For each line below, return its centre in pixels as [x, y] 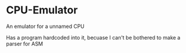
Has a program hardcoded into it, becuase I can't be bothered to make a [93, 37]
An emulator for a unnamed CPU [45, 26]
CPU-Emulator [42, 10]
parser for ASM [25, 44]
